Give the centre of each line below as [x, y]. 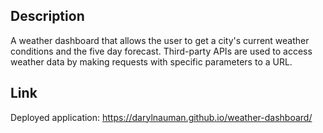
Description [47, 16]
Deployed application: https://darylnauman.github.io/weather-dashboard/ [161, 117]
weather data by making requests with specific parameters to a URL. [151, 61]
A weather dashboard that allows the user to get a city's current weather [160, 40]
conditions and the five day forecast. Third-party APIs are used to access [161, 51]
